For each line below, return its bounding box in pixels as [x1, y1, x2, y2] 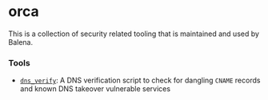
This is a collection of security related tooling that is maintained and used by [8, 29, 260, 38]
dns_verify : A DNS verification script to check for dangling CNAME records [19, 75, 261, 86]
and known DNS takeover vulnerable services [19, 84, 170, 94]
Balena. [8, 37, 34, 46]
